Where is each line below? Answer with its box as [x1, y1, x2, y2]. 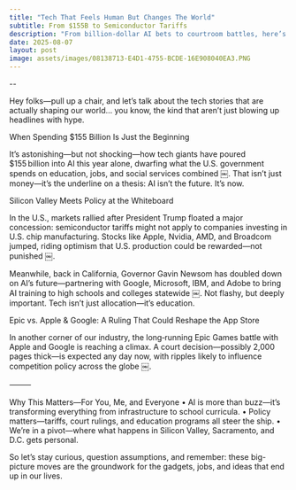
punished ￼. [9, 251, 56, 261]
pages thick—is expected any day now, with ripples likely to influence [9, 351, 262, 362]
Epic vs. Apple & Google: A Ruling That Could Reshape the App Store [9, 315, 260, 325]
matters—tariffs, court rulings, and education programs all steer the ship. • [9, 416, 281, 426]
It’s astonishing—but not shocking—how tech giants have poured [9, 149, 246, 159]
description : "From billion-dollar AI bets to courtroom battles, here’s [9, 29, 287, 38]
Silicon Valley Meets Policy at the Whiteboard [9, 196, 174, 206]
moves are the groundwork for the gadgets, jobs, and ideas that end [36, 462, 285, 471]
